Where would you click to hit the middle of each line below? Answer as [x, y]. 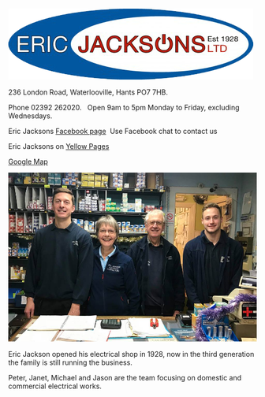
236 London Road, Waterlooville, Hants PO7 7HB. [88, 92]
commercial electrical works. [55, 386]
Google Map [28, 161]
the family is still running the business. [70, 362]
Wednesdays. [30, 116]
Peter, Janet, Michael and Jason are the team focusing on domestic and [125, 378]
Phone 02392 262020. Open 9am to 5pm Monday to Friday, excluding [124, 108]
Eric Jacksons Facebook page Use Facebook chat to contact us [113, 131]
